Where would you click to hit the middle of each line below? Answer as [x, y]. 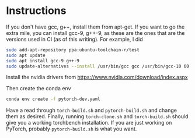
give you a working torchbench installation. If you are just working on [89, 123]
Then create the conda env [39, 89]
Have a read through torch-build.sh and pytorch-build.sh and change [91, 110]
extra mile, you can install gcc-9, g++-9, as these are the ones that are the [95, 33]
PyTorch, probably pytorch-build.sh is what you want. [72, 129]
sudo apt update [26, 55]
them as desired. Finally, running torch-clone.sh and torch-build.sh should [97, 116]
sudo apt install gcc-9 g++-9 [43, 61]
